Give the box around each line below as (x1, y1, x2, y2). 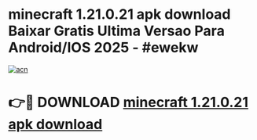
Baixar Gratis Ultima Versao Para (8, 22, 226, 40)
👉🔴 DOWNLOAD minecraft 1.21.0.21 (8, 94, 249, 111)
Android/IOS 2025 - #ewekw (8, 39, 199, 56)
